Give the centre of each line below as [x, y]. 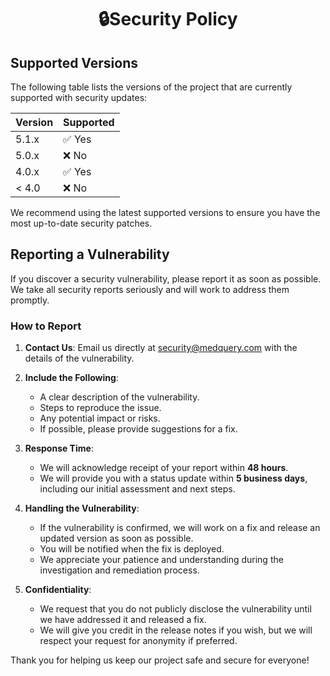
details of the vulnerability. [79, 358]
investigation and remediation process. [119, 570]
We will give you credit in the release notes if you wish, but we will [176, 630]
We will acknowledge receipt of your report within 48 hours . [164, 468]
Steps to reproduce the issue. [100, 408]
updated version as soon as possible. [116, 538]
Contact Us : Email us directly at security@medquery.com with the [161, 348]
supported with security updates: [79, 97]
